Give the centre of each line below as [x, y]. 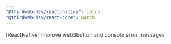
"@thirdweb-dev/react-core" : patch [50, 17]
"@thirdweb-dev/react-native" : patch [53, 12]
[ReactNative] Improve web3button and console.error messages [85, 34]
